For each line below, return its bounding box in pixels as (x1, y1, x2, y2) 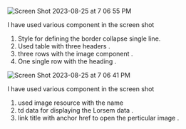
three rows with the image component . (17, 50, 133, 58)
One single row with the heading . (17, 57, 117, 66)
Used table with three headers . (17, 42, 110, 50)
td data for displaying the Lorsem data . (17, 106, 134, 114)
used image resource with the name (17, 98, 123, 107)
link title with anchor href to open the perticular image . (17, 114, 180, 122)
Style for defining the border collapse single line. (17, 34, 161, 43)
